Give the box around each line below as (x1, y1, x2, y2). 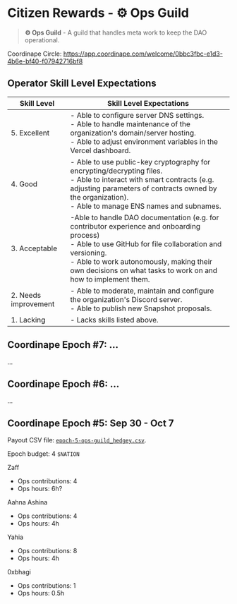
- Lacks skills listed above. (70, 315, 159, 325)
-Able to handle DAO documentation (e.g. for (70, 212, 219, 222)
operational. (24, 35, 60, 44)
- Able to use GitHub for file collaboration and (70, 238, 222, 248)
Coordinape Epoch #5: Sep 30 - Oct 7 (7, 417, 174, 429)
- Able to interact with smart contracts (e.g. (70, 174, 214, 184)
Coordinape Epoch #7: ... (7, 339, 119, 351)
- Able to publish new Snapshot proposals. (70, 303, 212, 313)
